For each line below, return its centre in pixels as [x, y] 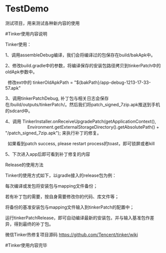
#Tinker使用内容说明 [26, 33]
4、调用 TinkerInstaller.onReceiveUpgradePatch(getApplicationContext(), [81, 121]
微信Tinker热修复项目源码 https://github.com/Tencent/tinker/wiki [72, 235]
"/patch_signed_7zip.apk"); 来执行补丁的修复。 [53, 133]
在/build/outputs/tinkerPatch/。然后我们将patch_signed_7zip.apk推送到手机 [83, 104]
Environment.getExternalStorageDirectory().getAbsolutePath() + [93, 127]
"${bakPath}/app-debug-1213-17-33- [112, 82]
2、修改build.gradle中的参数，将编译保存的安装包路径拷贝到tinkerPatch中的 [83, 65]
